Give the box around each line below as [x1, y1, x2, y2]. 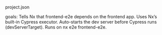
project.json [5, 4, 30, 10]
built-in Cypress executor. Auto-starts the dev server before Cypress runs [5, 19, 157, 25]
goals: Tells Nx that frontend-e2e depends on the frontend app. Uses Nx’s [5, 14, 157, 19]
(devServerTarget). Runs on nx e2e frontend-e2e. [5, 24, 107, 30]
